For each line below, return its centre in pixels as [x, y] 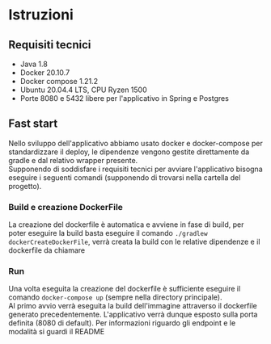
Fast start [33, 124]
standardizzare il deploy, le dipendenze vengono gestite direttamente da [129, 152]
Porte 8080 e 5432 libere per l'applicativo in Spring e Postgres [124, 98]
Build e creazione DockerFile [66, 207]
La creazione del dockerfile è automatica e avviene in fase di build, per [126, 224]
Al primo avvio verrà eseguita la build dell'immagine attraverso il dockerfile [133, 306]
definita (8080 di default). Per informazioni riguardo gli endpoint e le [122, 323]
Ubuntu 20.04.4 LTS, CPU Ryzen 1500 [83, 90]
